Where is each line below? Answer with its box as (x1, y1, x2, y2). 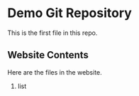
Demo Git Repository (7, 5, 133, 21)
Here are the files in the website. (7, 68, 103, 76)
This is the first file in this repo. (7, 28, 98, 37)
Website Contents (7, 49, 89, 61)
